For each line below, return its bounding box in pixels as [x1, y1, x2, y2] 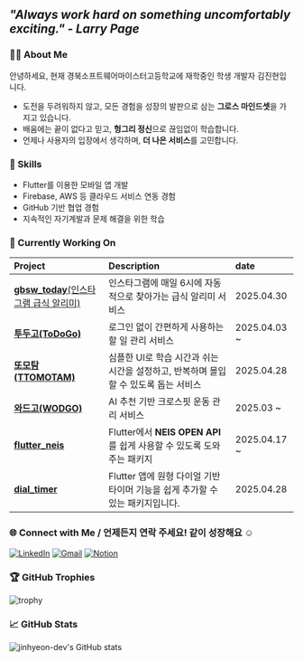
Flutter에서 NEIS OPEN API [107, 426, 221, 439]
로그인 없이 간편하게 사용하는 [107, 321, 225, 334]
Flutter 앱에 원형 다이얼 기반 [107, 470, 221, 483]
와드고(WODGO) [14, 402, 83, 415]
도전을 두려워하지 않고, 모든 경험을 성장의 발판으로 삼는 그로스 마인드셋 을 [22, 100, 278, 111]
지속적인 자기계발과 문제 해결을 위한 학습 [22, 212, 165, 224]
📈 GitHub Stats [9, 618, 78, 630]
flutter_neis [14, 439, 65, 451]
